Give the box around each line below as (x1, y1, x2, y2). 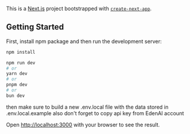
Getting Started (6, 22, 64, 32)
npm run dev (6, 60, 35, 66)
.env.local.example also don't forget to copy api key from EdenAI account (6, 109, 184, 117)
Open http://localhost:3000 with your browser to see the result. (6, 121, 160, 128)
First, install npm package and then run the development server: (6, 38, 162, 45)
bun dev (6, 93, 25, 99)
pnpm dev (6, 82, 28, 88)
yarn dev (6, 71, 28, 77)
